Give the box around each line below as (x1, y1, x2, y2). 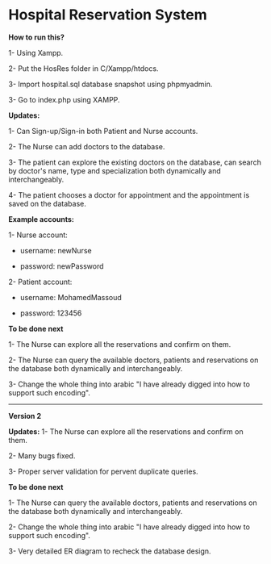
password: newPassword (19, 261, 104, 271)
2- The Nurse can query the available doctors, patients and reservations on (8, 355, 259, 365)
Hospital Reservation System (8, 6, 207, 24)
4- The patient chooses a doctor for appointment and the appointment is (8, 190, 250, 199)
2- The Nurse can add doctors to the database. (8, 141, 165, 151)
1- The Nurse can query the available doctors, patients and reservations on (8, 498, 257, 508)
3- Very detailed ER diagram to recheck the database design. (8, 546, 211, 556)
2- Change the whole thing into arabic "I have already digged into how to (8, 522, 250, 532)
